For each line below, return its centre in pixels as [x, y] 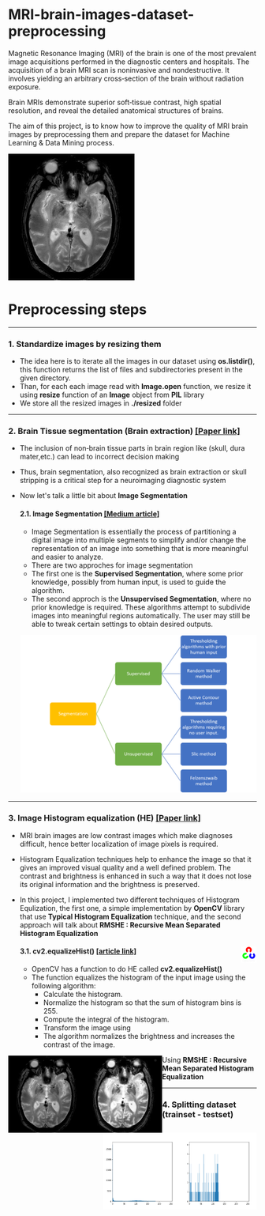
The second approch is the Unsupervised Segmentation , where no [141, 599]
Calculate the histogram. [83, 994]
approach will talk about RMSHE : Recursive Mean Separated [120, 925]
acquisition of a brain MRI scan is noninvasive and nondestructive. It [119, 70]
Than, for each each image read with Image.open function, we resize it [135, 387]
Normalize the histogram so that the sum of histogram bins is [142, 1003]
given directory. [45, 378]
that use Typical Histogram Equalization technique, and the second [131, 916]
